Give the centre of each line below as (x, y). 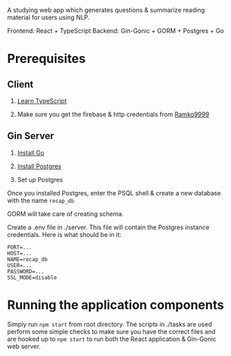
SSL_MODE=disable (32, 277)
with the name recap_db (41, 200)
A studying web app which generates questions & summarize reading (106, 10)
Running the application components (116, 305)
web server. (24, 346)
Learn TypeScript (42, 101)
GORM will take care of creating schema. (65, 213)
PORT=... (20, 247)
